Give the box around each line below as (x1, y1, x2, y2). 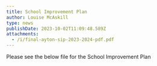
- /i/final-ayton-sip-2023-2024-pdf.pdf (11, 37, 114, 43)
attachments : (6, 31, 39, 37)
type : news (6, 20, 34, 26)
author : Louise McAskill (6, 14, 69, 20)
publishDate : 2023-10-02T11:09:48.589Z (6, 25, 106, 32)
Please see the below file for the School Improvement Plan (6, 53, 152, 60)
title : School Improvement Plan (6, 8, 87, 15)
